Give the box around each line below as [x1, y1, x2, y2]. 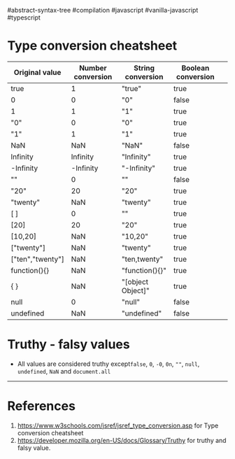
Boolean [181, 63, 210, 73]
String [134, 63, 155, 73]
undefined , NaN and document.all [17, 367, 111, 375]
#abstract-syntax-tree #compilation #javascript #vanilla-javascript [7, 6, 199, 14]
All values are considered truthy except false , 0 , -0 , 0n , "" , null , [17, 360, 200, 368]
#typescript [7, 13, 41, 22]
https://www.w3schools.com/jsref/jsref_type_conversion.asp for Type [17, 421, 219, 430]
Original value [13, 67, 62, 77]
